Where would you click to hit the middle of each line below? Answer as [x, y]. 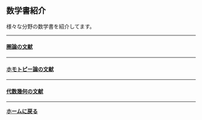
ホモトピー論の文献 [30, 69]
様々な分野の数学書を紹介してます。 [50, 26]
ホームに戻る [22, 111]
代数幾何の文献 [25, 91]
